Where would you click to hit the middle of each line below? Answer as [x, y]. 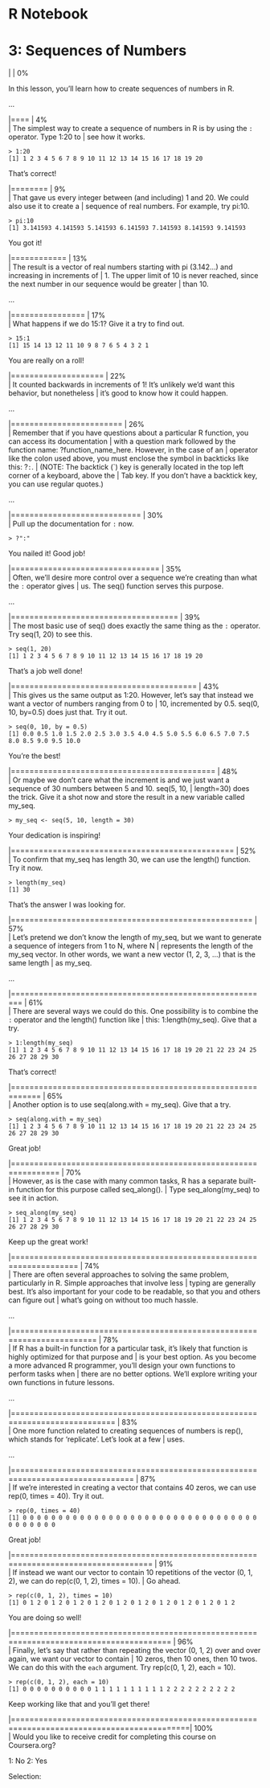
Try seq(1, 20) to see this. [50, 634]
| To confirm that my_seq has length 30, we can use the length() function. [130, 859]
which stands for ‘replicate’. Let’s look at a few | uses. [96, 1439]
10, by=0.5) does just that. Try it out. [68, 712]
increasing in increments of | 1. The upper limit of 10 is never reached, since [133, 276]
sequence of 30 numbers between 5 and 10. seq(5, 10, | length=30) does [129, 789]
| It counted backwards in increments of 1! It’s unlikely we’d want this [122, 385]
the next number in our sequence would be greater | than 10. [108, 284]
